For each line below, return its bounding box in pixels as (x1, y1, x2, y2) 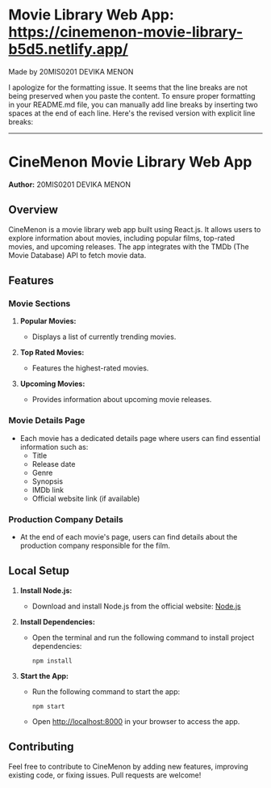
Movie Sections (8, 298, 71, 309)
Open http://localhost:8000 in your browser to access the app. (31, 716, 240, 726)
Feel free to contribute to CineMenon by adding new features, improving (8, 761, 248, 771)
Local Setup (8, 564, 70, 578)
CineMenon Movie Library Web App (8, 153, 252, 172)
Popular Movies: (19, 316, 77, 326)
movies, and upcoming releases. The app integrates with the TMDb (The (8, 241, 249, 252)
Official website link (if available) (31, 494, 140, 503)
